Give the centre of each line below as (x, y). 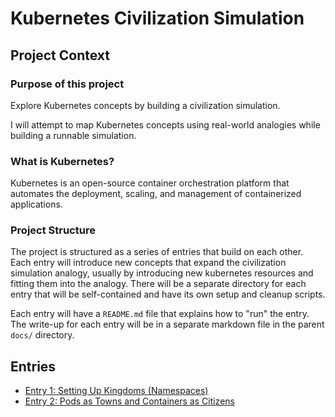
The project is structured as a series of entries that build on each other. (157, 252)
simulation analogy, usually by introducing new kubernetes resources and (162, 273)
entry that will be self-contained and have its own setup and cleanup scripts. (168, 294)
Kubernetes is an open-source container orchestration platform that (150, 183)
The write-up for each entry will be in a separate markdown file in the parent (167, 324)
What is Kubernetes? (62, 161)
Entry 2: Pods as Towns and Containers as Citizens (129, 401)
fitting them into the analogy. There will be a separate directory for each (158, 284)
